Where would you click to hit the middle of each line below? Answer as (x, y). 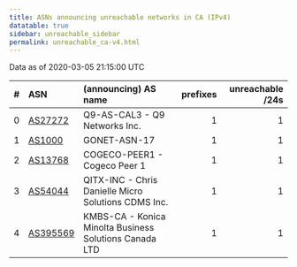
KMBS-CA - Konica (124, 217)
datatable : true (39, 26)
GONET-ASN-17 (119, 141)
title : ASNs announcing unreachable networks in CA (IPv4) (120, 17)
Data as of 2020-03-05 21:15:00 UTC (77, 67)
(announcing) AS (119, 89)
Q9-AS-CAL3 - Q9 (124, 115)
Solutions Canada (119, 239)
